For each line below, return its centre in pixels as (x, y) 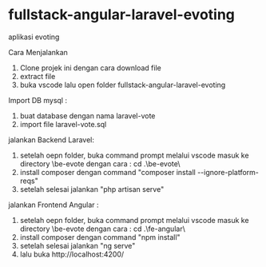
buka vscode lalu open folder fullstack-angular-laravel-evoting (123, 85)
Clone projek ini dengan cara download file (90, 68)
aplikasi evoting (34, 37)
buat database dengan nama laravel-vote (87, 116)
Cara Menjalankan (38, 52)
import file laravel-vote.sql (63, 124)
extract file (38, 76)
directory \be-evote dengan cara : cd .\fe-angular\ (102, 229)
